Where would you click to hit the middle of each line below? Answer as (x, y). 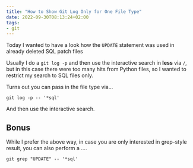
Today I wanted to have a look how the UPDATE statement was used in (90, 45)
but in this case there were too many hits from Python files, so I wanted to (96, 69)
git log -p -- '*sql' (33, 98)
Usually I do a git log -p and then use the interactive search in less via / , (96, 63)
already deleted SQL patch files (45, 52)
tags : (13, 23)
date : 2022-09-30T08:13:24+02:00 (48, 17)
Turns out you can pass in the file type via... (60, 87)
